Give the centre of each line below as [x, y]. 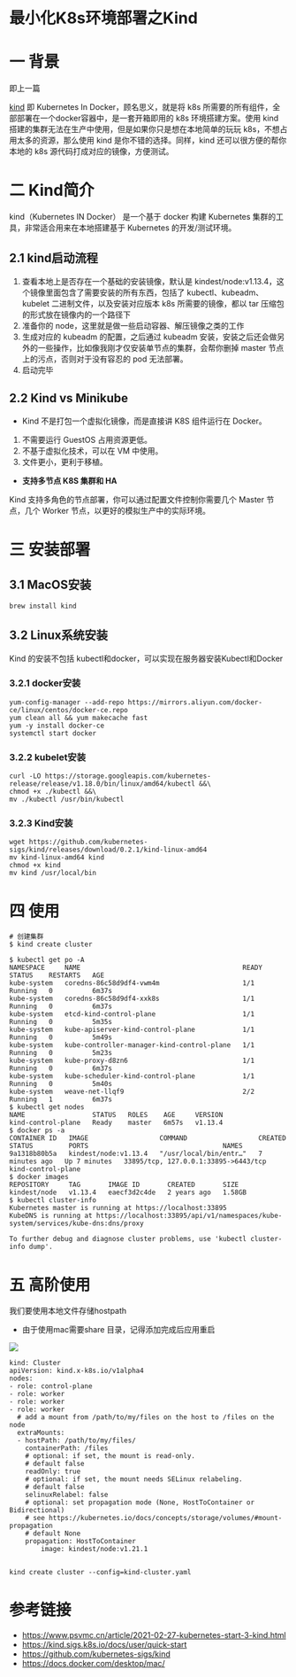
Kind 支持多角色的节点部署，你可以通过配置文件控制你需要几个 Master [137, 499]
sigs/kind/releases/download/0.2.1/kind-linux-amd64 [108, 850]
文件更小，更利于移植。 [65, 462]
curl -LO [25, 776]
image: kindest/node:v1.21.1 [95, 1549]
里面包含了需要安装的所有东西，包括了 [115, 292]
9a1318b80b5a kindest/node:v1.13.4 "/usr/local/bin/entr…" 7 [136, 1154]
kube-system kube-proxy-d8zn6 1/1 [132, 1061]
